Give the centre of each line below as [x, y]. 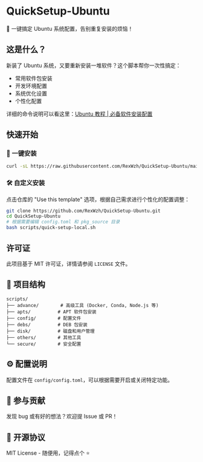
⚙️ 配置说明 [27, 364]
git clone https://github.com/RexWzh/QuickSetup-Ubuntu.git [84, 211]
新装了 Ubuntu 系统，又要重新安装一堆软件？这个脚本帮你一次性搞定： [94, 65]
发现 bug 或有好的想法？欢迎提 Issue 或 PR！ [62, 417]
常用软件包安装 [34, 78]
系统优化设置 [31, 93]
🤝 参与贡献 [26, 401]
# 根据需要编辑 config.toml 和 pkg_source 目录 [63, 222]
